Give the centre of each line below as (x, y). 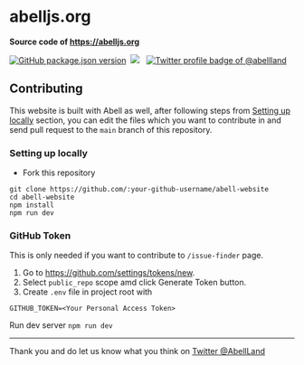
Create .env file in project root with (87, 292)
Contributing (46, 89)
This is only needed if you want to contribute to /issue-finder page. (137, 256)
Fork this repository (59, 173)
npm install (32, 205)
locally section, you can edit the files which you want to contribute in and (146, 120)
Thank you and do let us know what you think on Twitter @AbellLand (137, 351)
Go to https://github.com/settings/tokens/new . (109, 273)
